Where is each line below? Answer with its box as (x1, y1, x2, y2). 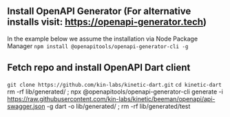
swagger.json (7, 102, 45, 110)
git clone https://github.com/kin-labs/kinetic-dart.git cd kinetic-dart (7, 81, 222, 88)
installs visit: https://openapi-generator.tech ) (7, 17, 207, 28)
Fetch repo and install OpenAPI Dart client (7, 62, 191, 74)
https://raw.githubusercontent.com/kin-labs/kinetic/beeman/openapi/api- (7, 94, 216, 103)
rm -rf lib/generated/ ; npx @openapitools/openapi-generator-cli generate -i (7, 87, 224, 96)
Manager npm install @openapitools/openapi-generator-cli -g (7, 41, 189, 50)
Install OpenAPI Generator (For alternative (7, 6, 191, 17)
